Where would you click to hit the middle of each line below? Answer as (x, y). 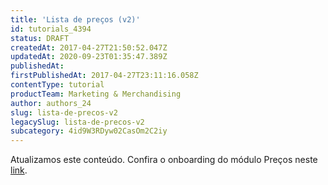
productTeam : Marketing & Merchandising (96, 94)
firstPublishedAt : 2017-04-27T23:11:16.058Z (104, 76)
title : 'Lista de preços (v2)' (75, 19)
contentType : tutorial (57, 85)
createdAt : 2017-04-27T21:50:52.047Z (89, 47)
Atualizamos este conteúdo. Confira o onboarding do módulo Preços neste (164, 160)
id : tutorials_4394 (51, 29)
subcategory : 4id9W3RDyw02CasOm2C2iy (89, 131)
